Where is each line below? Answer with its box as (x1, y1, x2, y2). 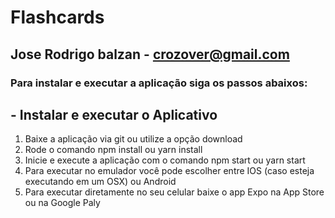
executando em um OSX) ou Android (24, 176, 177, 188)
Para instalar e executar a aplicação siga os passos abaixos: (10, 76, 308, 90)
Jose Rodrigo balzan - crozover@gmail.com (10, 46, 290, 63)
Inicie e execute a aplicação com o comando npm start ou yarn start (24, 154, 306, 166)
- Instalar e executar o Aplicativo (10, 106, 218, 123)
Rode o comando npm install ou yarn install (24, 144, 203, 156)
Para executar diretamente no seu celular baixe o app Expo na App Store (24, 186, 325, 198)
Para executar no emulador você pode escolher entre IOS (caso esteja (24, 165, 315, 177)
